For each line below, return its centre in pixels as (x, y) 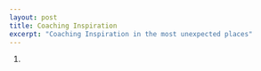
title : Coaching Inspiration (63, 26)
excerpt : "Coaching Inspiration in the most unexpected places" (131, 34)
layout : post (33, 17)
